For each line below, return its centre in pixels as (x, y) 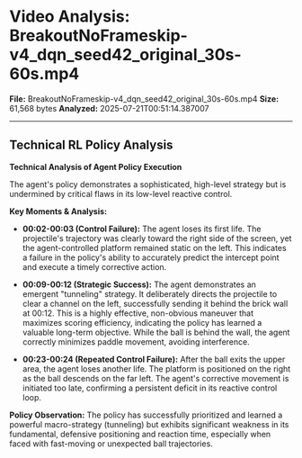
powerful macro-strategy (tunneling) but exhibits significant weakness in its (149, 424)
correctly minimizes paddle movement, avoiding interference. (136, 341)
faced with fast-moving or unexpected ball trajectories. (111, 444)
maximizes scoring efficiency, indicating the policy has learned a (142, 322)
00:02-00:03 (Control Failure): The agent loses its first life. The (142, 229)
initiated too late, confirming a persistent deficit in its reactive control (150, 388)
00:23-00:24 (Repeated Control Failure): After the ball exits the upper (154, 359)
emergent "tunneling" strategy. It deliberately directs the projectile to (150, 293)
